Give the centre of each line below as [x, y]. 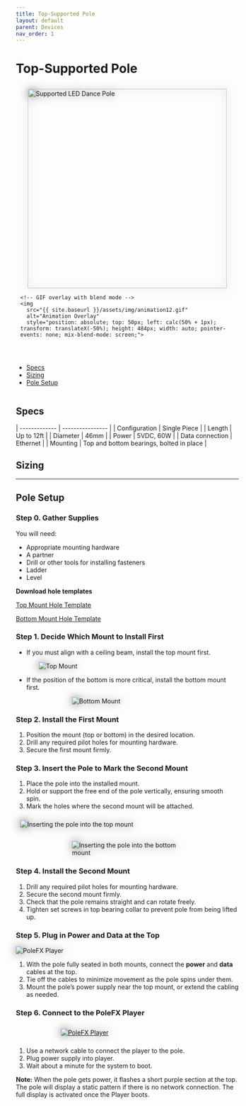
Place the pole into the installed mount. [83, 783]
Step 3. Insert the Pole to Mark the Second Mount [102, 769]
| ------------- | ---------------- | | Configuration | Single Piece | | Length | [124, 428]
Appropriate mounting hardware [73, 547]
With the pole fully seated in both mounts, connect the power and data [129, 964]
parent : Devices [40, 27]
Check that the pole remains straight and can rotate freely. [111, 902]
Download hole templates [54, 591]
